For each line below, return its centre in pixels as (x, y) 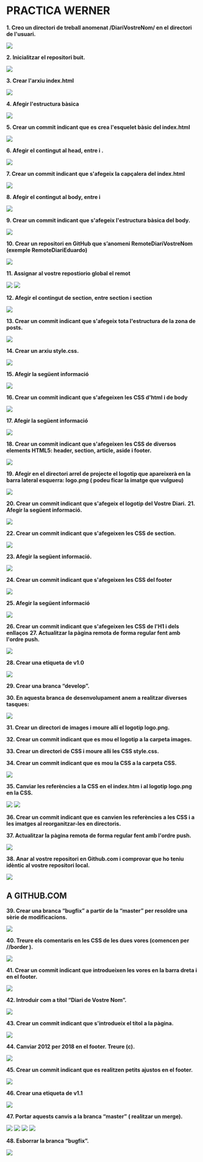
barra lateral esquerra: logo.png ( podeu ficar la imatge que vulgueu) (95, 480)
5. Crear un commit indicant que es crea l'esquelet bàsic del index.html (98, 127)
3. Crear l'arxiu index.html (40, 81)
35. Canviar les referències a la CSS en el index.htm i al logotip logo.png (99, 786)
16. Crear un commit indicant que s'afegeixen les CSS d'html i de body (97, 397)
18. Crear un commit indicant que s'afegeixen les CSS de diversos (91, 444)
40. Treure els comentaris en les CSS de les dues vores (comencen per (98, 940)
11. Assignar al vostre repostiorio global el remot (69, 273)
